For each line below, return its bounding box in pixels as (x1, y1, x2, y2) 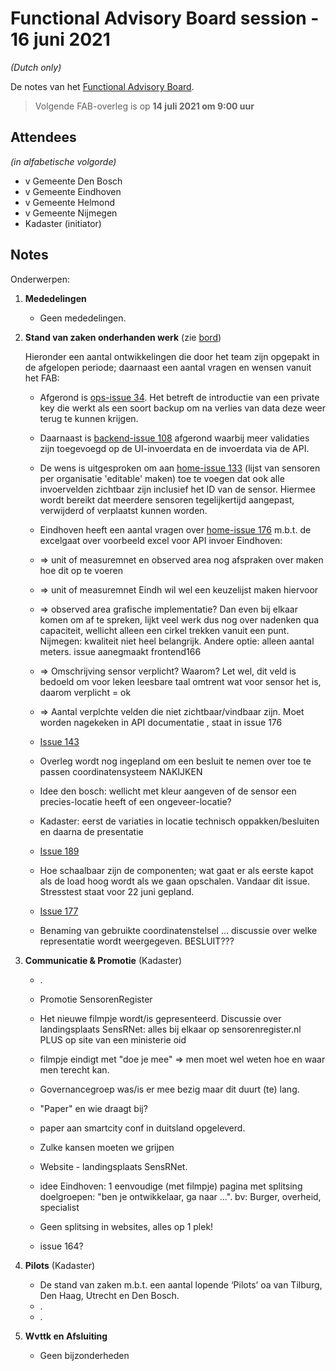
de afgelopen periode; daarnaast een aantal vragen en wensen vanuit (24, 361, 312, 373)
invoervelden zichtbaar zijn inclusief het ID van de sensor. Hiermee (39, 483, 316, 495)
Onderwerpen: (10, 273, 70, 285)
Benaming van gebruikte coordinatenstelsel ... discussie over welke (39, 924, 318, 936)
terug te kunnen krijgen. (39, 412, 139, 424)
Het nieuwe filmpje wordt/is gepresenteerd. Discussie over (39, 1012, 282, 1024)
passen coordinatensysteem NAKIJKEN (39, 765, 203, 777)
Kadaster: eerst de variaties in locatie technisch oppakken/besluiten (39, 815, 320, 827)
